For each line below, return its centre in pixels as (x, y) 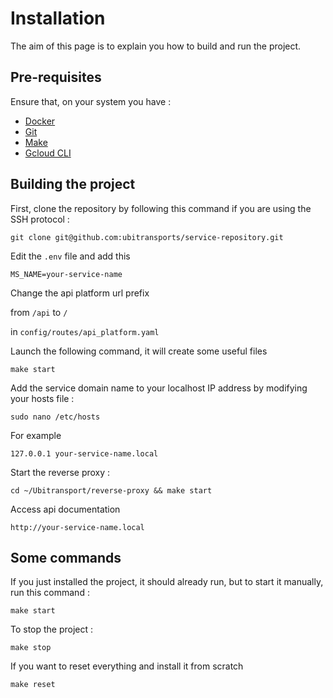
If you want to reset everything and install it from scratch (127, 666)
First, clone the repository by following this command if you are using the (161, 208)
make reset (33, 685)
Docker (40, 121)
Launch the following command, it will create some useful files (139, 351)
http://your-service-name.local (77, 527)
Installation (58, 18)
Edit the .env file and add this (70, 256)
